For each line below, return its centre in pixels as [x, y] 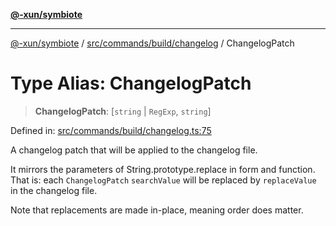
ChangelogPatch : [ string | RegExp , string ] [123, 111]
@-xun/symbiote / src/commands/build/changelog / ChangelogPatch [152, 43]
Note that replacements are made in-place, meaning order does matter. [157, 210]
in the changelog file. [54, 190]
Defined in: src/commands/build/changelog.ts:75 [111, 130]
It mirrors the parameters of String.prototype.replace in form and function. [163, 169]
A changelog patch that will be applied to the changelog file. [134, 150]
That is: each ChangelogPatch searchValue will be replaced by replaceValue [163, 180]
